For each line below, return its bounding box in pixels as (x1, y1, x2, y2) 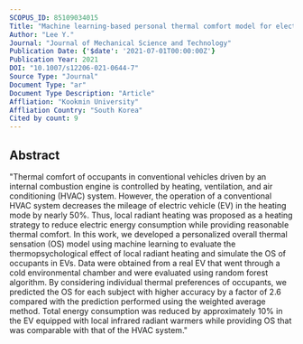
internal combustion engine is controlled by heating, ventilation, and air (9, 181, 273, 191)
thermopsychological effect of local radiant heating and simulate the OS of (9, 247, 287, 258)
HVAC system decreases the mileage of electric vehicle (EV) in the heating (9, 200, 287, 210)
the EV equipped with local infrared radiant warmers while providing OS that (9, 315, 292, 326)
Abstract (9, 147, 60, 163)
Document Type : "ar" (9, 80, 87, 89)
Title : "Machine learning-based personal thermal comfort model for (9, 22, 272, 31)
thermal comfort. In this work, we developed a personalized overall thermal (9, 228, 289, 239)
